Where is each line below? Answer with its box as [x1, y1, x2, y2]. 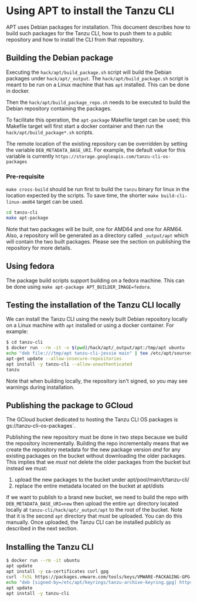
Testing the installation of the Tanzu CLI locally [6, 300, 181, 310]
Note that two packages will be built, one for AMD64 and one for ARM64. [6, 225, 183, 232]
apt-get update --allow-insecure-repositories [6, 356, 122, 362]
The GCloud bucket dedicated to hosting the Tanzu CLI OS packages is [6, 416, 178, 423]
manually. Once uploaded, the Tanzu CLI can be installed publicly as [6, 519, 171, 526]
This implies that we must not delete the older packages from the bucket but [6, 459, 191, 466]
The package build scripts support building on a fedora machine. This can [6, 277, 185, 284]
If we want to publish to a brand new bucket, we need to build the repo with [6, 494, 189, 501]
